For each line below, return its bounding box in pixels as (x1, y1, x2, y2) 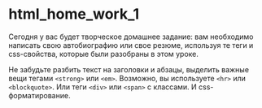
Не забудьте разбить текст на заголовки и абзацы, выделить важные (8, 64, 250, 74)
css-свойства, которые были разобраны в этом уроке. (8, 49, 199, 58)
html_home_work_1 (8, 5, 140, 24)
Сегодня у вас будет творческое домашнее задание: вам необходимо (8, 32, 254, 41)
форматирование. (8, 90, 71, 100)
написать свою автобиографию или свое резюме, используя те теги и (8, 40, 254, 50)
